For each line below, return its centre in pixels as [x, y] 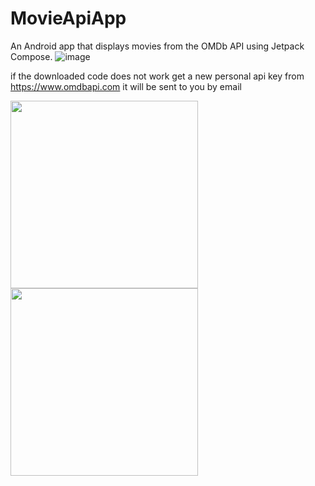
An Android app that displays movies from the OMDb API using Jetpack [157, 46]
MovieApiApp [68, 18]
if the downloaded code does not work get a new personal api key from [157, 76]
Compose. [31, 56]
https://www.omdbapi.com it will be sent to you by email [126, 86]
